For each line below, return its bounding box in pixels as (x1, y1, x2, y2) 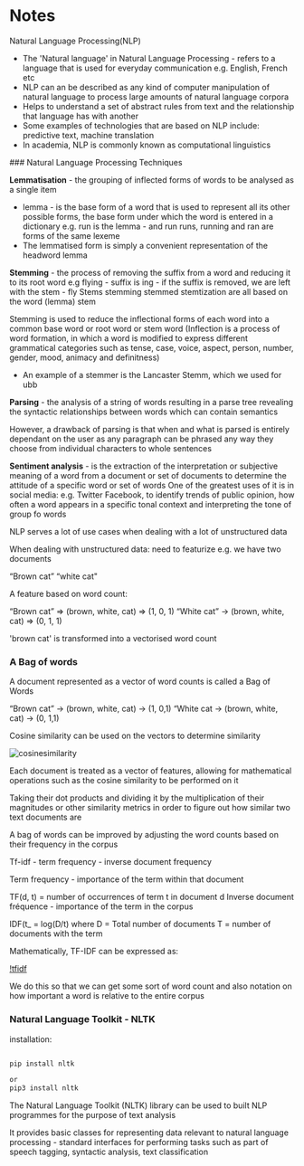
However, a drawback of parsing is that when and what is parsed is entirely (9, 423, 290, 434)
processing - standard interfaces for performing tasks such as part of (9, 1137, 269, 1148)
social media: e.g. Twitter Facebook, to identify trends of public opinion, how (9, 489, 295, 500)
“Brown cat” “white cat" (9, 571, 98, 582)
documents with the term (9, 928, 103, 939)
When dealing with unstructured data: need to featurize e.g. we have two (9, 544, 282, 555)
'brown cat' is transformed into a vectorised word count (9, 632, 217, 643)
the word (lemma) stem (9, 296, 97, 307)
